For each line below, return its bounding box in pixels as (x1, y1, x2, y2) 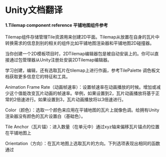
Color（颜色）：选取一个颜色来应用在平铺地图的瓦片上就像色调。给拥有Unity (5, 107, 160, 113)
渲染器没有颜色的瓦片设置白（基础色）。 (5, 113, 86, 119)
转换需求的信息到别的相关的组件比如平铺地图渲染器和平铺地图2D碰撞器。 (5, 40, 155, 46)
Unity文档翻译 (5, 4, 63, 16)
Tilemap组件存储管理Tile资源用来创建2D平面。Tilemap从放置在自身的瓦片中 (5, 34, 160, 40)
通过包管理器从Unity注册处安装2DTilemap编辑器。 (9, 57, 112, 63)
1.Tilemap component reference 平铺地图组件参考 (5, 22, 108, 28)
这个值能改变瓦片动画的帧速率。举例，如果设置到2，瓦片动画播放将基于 (9, 90, 156, 97)
